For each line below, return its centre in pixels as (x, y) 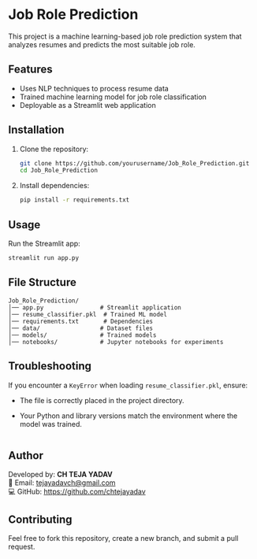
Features (30, 70)
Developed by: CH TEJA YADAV (60, 475)
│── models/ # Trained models (82, 335)
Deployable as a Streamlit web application (88, 105)
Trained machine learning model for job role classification (113, 97)
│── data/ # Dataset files (81, 328)
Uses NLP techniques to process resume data (94, 88)
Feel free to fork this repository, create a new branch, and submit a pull (123, 539)
